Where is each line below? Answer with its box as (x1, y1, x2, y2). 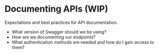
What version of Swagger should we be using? (11, 29, 107, 35)
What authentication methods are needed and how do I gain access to (11, 39, 155, 45)
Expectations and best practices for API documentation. (4, 19, 118, 25)
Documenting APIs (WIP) (4, 3, 108, 15)
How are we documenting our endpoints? (11, 34, 96, 40)
